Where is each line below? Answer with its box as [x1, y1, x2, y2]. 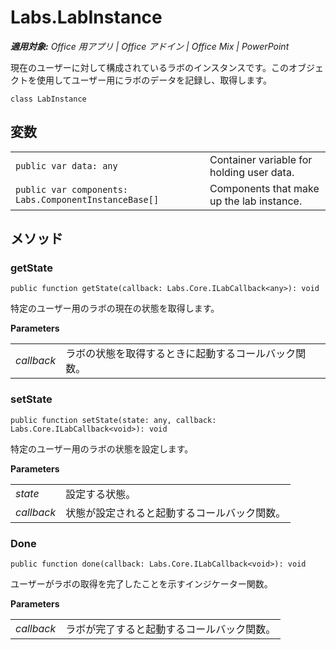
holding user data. [209, 165, 295, 179]
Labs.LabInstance [10, 6, 163, 29]
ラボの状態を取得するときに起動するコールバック [65, 347, 297, 361]
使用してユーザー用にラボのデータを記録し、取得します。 [36, 74, 272, 86]
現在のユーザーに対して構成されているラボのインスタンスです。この [10, 61, 289, 73]
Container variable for [209, 152, 313, 166]
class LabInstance [10, 94, 87, 104]
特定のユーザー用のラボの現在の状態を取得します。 [10, 302, 220, 315]
